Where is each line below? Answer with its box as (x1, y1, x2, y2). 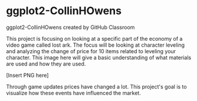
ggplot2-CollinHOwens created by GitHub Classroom (6, 24, 135, 31)
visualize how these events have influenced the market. (6, 89, 142, 96)
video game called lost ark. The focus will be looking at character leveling (6, 41, 185, 48)
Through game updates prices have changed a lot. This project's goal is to (6, 83, 187, 90)
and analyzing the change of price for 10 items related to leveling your (6, 47, 176, 54)
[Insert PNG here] (6, 71, 49, 79)
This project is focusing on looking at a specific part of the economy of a (6, 35, 183, 42)
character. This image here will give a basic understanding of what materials (6, 54, 192, 61)
